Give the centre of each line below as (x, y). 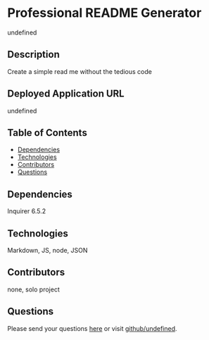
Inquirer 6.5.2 (27, 211)
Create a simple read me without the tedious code (80, 71)
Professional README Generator (104, 13)
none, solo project (33, 289)
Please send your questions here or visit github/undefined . (92, 328)
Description (33, 55)
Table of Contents (47, 133)
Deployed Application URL (66, 94)
